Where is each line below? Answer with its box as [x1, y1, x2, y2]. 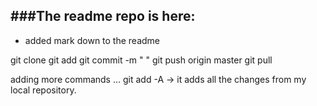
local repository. [10, 84, 77, 96]
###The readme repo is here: [10, 8, 196, 25]
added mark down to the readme [24, 34, 161, 46]
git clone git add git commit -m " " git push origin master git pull [10, 54, 273, 66]
